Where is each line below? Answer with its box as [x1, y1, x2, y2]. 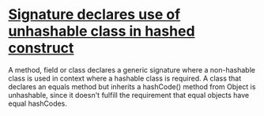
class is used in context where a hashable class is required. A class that [8, 73, 242, 83]
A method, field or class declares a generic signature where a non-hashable [8, 65, 255, 74]
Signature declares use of [8, 6, 181, 24]
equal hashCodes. [8, 99, 67, 108]
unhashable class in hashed [8, 22, 195, 40]
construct [8, 39, 74, 57]
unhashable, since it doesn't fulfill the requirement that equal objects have [8, 90, 250, 99]
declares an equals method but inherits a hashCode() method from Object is [8, 81, 256, 92]
